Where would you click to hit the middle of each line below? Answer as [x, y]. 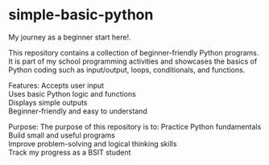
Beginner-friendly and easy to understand [78, 111]
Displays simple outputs [48, 102]
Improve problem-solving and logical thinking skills [93, 143]
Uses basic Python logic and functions [72, 93]
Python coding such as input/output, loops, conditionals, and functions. [127, 69]
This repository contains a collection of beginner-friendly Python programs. [134, 52]
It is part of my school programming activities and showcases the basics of [133, 61]
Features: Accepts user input [56, 85]
